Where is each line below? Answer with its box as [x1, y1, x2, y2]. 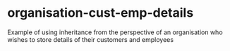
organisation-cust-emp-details [7, 5, 194, 21]
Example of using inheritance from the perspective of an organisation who [7, 28, 224, 36]
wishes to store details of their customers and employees [7, 35, 174, 43]
